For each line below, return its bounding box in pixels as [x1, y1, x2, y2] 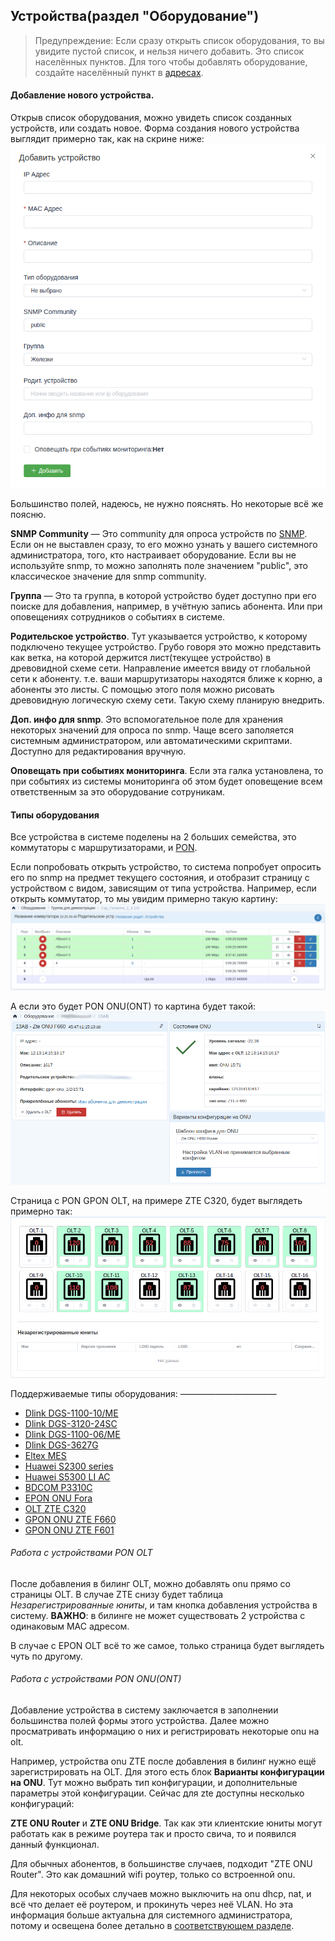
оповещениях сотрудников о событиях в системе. [10, 611, 226, 623]
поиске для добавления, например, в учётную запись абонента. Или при [10, 600, 323, 613]
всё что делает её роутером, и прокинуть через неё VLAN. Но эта [10, 1899, 294, 1911]
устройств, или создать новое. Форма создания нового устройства [10, 122, 300, 134]
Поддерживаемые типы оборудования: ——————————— [10, 1387, 277, 1399]
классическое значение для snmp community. [10, 570, 207, 583]
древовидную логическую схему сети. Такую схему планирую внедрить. [10, 694, 325, 706]
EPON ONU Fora [24, 1492, 93, 1504]
